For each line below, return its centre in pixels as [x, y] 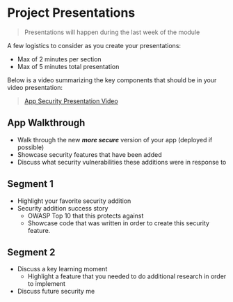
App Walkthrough [46, 123]
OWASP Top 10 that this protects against [86, 216]
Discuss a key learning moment [62, 269]
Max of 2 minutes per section [59, 59]
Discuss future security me [56, 292]
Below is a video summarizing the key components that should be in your [112, 80]
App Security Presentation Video [71, 101]
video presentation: [35, 87]
